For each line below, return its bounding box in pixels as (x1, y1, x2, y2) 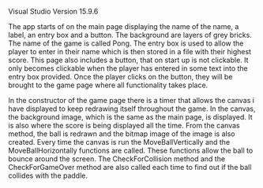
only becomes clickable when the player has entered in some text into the (8, 64, 248, 73)
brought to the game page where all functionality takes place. (8, 80, 209, 90)
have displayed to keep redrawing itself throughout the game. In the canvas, (8, 104, 256, 113)
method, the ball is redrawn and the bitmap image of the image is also (8, 129, 235, 138)
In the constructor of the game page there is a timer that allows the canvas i (8, 96, 255, 105)
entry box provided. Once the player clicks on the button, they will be (8, 72, 233, 81)
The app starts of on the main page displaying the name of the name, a (8, 22, 239, 31)
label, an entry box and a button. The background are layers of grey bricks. (8, 31, 253, 39)
